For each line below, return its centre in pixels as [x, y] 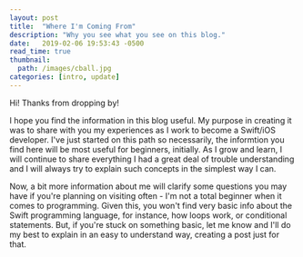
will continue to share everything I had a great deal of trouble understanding [152, 159]
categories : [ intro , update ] [65, 77]
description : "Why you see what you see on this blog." [117, 35]
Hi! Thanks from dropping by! [65, 103]
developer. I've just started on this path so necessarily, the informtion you [147, 139]
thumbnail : [30, 60]
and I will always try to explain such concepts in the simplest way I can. [143, 168]
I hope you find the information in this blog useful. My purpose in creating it [151, 120]
